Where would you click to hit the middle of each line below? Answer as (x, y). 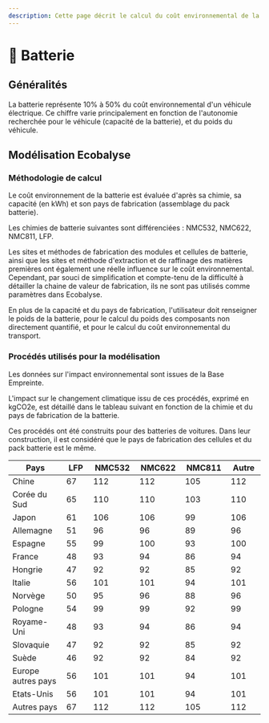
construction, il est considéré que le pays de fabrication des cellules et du (130, 439)
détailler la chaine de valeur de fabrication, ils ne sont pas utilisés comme (129, 286)
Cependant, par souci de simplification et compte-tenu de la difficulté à (126, 278)
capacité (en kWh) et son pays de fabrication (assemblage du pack (119, 204)
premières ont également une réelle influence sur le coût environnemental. (131, 269)
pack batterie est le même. (52, 448)
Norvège (29, 595)
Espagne (29, 543)
